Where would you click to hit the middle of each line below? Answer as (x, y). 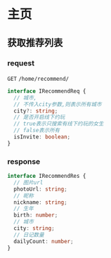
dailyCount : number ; (44, 241)
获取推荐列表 (35, 43)
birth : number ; (36, 215)
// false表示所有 (37, 131)
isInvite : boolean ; (42, 137)
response (24, 161)
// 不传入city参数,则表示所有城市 (58, 104)
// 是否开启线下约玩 (39, 117)
